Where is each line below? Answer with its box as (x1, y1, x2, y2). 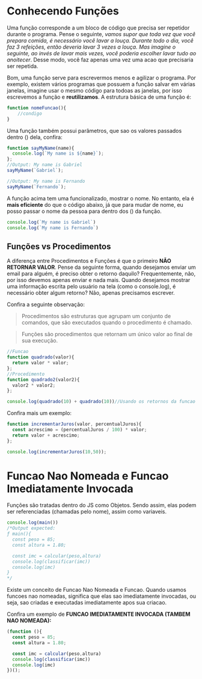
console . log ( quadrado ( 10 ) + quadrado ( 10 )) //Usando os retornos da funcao (7, 399, 196, 405)
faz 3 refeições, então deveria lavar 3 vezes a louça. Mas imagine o (7, 43, 176, 51)
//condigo (17, 110, 43, 117)
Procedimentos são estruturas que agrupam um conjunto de (21, 313, 171, 320)
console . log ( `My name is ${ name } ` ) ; (12, 150, 104, 157)
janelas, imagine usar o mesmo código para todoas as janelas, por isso (7, 87, 182, 94)
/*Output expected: (7, 525, 56, 532)
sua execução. (21, 337, 58, 344)
